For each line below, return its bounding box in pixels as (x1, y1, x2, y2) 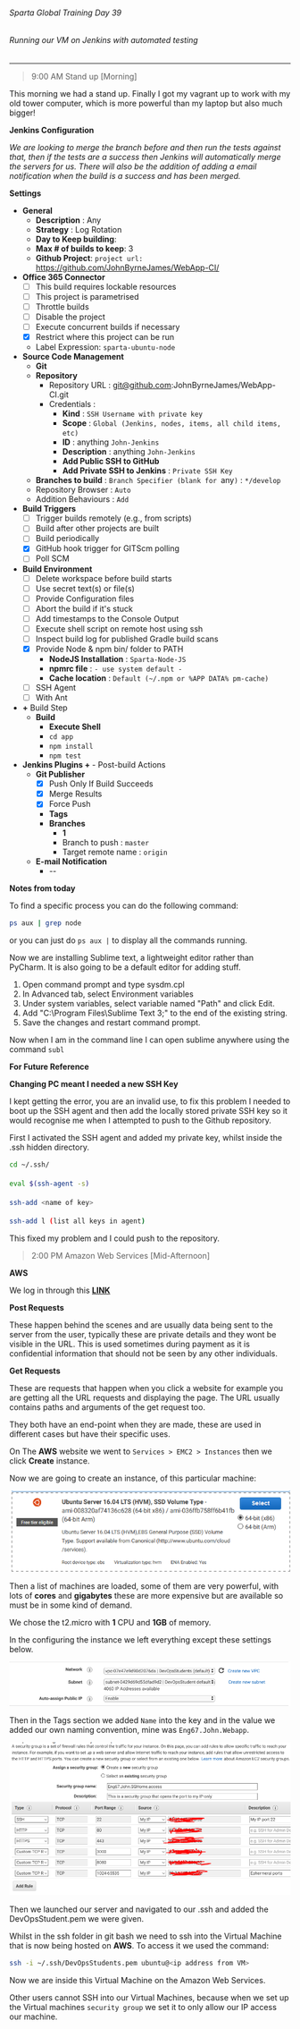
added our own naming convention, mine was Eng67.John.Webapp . (9, 1725, 250, 1736)
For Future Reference (9, 1061, 89, 1073)
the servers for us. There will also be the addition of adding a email (9, 161, 257, 172)
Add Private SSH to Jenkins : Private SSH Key (62, 465, 233, 476)
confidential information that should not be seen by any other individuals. (9, 1348, 279, 1359)
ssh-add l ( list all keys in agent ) (9, 1217, 146, 1226)
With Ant (35, 692, 69, 703)
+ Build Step (21, 702, 69, 713)
